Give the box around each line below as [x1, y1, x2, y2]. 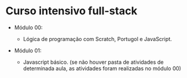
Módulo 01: [14, 46, 42, 54]
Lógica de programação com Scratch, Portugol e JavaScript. [23, 35, 172, 42]
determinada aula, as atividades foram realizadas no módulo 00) [23, 64, 182, 72]
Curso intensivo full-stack [5, 4, 138, 18]
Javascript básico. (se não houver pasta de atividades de [23, 58, 164, 65]
